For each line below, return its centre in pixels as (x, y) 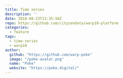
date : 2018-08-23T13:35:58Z (34, 18)
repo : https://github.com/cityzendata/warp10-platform (62, 23)
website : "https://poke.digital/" (44, 68)
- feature (19, 32)
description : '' (21, 14)
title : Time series (25, 9)
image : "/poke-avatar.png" (37, 59)
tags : (10, 37)
